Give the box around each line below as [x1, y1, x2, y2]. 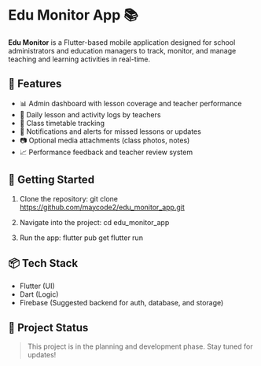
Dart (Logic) [19, 290, 59, 299]
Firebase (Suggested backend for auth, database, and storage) [19, 298, 224, 308]
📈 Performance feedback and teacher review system [19, 147, 193, 157]
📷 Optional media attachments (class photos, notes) [19, 135, 190, 145]
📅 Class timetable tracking [19, 118, 105, 128]
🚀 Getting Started [8, 173, 95, 187]
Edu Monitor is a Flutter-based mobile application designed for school [8, 37, 236, 47]
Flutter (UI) [19, 281, 55, 291]
